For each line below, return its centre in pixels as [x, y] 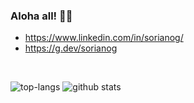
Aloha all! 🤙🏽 [41, 16]
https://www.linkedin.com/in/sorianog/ [104, 38]
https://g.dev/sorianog [71, 48]
